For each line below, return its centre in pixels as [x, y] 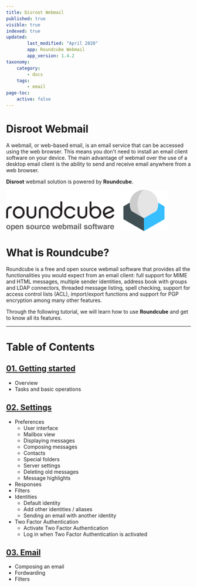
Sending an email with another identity [70, 515]
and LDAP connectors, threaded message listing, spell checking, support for [98, 287]
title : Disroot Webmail [35, 12]
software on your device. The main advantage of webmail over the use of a [97, 157]
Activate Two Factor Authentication [66, 528]
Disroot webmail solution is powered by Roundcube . [70, 182]
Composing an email [39, 566]
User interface [41, 428]
